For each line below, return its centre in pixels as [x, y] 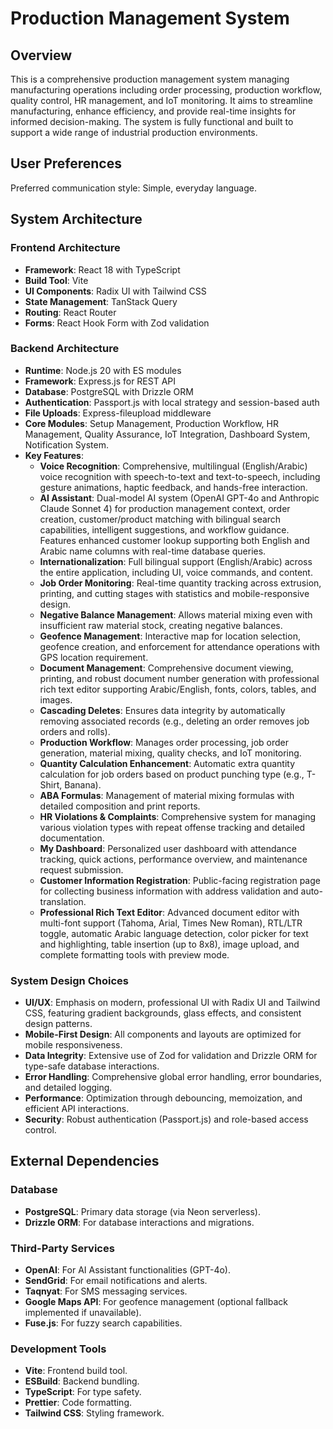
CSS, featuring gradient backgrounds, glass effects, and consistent [163, 1013]
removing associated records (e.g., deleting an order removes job [174, 721]
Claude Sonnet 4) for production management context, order [165, 508]
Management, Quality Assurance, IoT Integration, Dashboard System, [167, 434]
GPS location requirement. [94, 657]
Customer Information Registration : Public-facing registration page [180, 880]
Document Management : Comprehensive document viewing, [166, 668]
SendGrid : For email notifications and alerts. [116, 1281]
